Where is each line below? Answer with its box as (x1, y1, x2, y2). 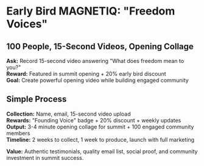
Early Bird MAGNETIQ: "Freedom (6, 4, 175, 18)
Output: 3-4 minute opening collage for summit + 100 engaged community (6, 123, 194, 130)
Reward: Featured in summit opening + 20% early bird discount (6, 70, 166, 77)
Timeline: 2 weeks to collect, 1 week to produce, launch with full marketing (6, 136, 195, 143)
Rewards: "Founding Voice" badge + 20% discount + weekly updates (6, 116, 181, 124)
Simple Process (6, 94, 67, 104)
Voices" (6, 17, 48, 31)
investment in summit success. (6, 154, 84, 161)
